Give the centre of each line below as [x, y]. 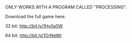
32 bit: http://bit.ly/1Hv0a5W [34, 26]
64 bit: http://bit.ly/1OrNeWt [33, 35]
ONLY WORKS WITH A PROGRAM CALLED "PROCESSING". [66, 7]
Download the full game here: [35, 16]
